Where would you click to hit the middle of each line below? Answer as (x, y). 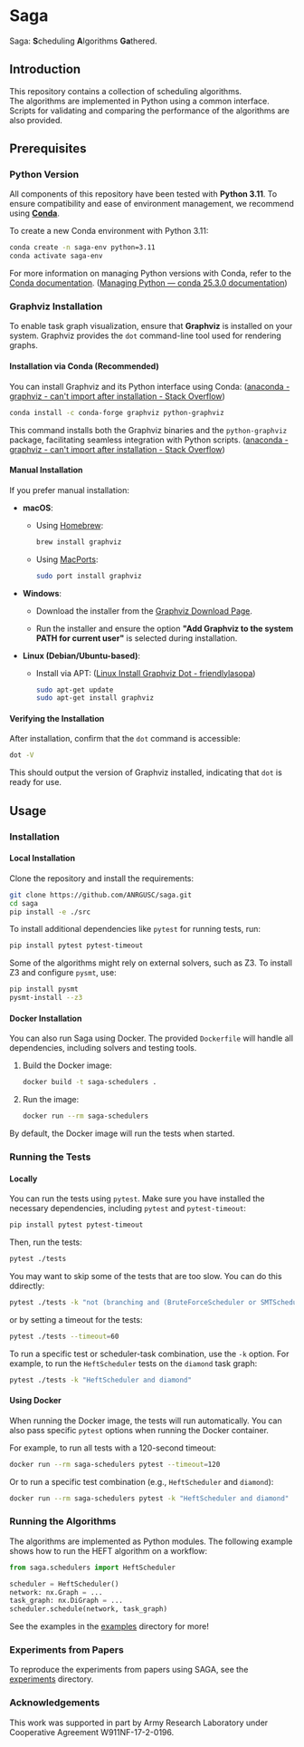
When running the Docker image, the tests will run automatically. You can (146, 1421)
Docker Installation (46, 1018)
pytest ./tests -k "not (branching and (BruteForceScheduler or (133, 1302)
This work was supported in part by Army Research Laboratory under (139, 1723)
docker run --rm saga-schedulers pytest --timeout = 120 (115, 1464)
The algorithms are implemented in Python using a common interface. (139, 101)
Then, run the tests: (46, 1242)
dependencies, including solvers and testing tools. (103, 1048)
